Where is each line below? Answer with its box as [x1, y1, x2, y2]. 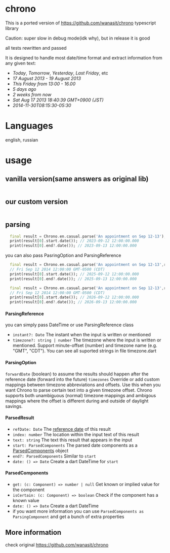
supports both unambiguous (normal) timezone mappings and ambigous [5, 392, 156, 398]
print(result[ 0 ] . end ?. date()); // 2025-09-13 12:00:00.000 [10, 276, 137, 282]
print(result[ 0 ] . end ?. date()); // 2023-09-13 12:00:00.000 [10, 243, 137, 249]
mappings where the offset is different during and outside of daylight [5, 398, 149, 404]
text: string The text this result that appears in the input [12, 437, 133, 443]
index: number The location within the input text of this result [12, 431, 139, 437]
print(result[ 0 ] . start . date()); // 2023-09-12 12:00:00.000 [10, 238, 139, 244]
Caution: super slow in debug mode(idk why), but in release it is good [5, 35, 150, 41]
